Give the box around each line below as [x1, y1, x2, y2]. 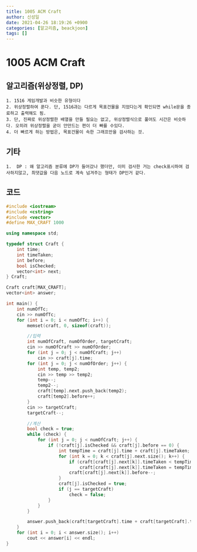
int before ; [16, 257, 46, 263]
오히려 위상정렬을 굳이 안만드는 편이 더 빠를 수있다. [15, 123, 125, 129]
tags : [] [6, 31, 28, 37]
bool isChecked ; [16, 263, 57, 269]
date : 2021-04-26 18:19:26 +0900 [6, 19, 88, 25]
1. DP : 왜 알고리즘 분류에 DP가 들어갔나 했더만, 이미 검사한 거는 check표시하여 [6, 163, 183, 170]
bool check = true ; [27, 426, 75, 432]
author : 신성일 [6, 14, 40, 20]
